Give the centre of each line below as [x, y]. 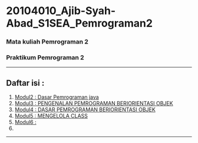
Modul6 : [25, 122]
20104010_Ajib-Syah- [61, 11]
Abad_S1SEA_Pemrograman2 [80, 23]
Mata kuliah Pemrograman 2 [47, 42]
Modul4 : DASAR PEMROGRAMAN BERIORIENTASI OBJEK [85, 109]
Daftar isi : [25, 83]
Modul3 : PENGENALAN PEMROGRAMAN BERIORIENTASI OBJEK [94, 104]
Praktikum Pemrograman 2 [45, 58]
